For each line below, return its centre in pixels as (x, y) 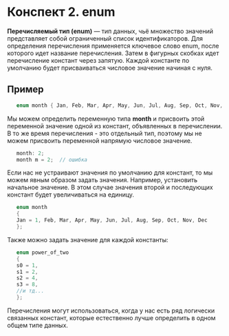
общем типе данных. (38, 325)
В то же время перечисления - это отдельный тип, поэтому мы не (105, 133)
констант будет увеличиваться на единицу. (71, 195)
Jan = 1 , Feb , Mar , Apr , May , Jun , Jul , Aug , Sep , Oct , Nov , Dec (112, 220)
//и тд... (30, 291)
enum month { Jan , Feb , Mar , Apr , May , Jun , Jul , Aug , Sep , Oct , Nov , (120, 105)
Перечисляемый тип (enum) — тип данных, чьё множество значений (110, 31)
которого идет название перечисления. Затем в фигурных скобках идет (113, 53)
